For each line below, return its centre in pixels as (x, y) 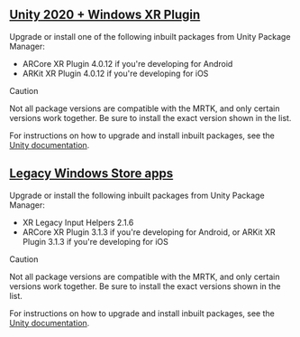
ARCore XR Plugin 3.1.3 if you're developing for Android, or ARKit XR (149, 232)
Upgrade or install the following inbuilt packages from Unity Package (137, 195)
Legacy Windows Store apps (91, 174)
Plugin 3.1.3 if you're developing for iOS (95, 241)
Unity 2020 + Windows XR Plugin (105, 15)
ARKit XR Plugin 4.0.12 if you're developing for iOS (115, 73)
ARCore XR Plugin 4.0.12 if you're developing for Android (127, 63)
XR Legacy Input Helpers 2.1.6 (78, 222)
